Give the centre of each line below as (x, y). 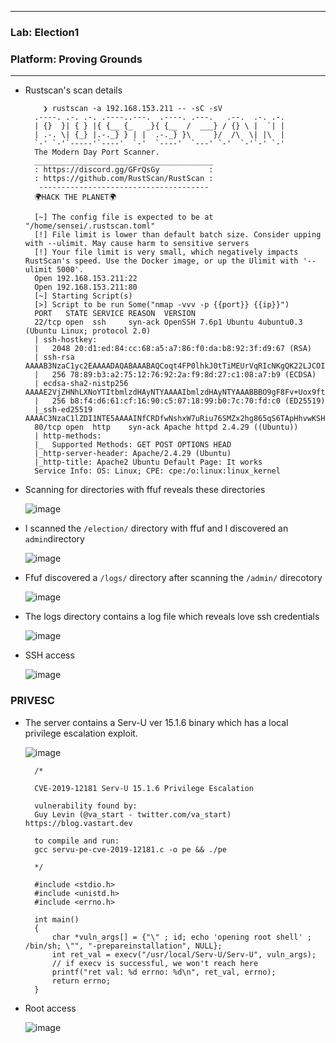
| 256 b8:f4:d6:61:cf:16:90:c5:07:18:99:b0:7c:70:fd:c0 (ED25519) (180, 401)
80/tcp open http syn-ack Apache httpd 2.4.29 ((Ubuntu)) (166, 427)
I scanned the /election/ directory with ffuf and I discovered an (156, 528)
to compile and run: (77, 841)
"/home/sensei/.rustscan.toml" (90, 226)
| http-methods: (68, 436)
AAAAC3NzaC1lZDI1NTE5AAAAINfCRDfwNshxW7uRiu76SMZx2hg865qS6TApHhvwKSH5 (177, 419)
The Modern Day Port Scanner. (97, 152)
